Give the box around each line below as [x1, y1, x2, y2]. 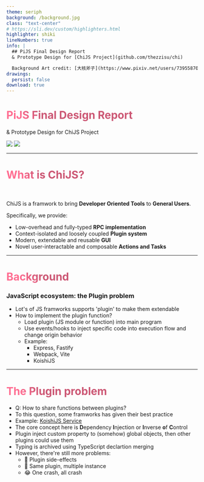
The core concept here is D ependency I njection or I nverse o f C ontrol [15, 424, 188, 431]
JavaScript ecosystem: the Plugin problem [6, 292, 135, 300]
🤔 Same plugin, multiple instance [24, 463, 106, 470]
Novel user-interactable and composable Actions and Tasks [15, 243, 167, 250]
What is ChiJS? [6, 168, 85, 182]
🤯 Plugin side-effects [24, 456, 77, 463]
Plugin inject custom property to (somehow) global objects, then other [15, 430, 191, 438]
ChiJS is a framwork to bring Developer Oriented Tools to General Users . [6, 200, 191, 207]
